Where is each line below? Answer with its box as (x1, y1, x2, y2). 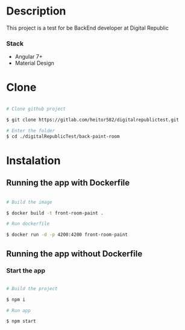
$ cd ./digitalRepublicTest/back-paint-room (6, 133, 120, 140)
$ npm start (6, 319, 36, 325)
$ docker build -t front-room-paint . (6, 210, 104, 216)
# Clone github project (6, 106, 66, 112)
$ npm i (6, 296, 26, 303)
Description (6, 4, 66, 18)
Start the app (6, 267, 46, 275)
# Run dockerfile (6, 221, 50, 227)
